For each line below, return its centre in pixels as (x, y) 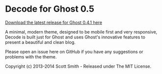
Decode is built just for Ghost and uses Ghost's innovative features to (75, 37)
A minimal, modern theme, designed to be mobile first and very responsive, (81, 32)
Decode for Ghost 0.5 (50, 9)
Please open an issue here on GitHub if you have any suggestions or (74, 52)
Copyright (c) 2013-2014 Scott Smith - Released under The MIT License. (78, 66)
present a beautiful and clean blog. (40, 42)
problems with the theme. (31, 56)
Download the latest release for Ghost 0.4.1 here (54, 22)
